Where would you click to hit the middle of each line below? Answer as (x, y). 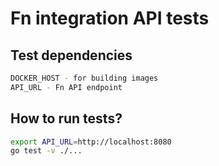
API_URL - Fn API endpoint (66, 87)
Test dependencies (71, 55)
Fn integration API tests (110, 18)
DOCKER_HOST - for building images (84, 78)
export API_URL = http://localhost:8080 (91, 142)
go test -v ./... (46, 151)
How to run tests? (66, 118)
